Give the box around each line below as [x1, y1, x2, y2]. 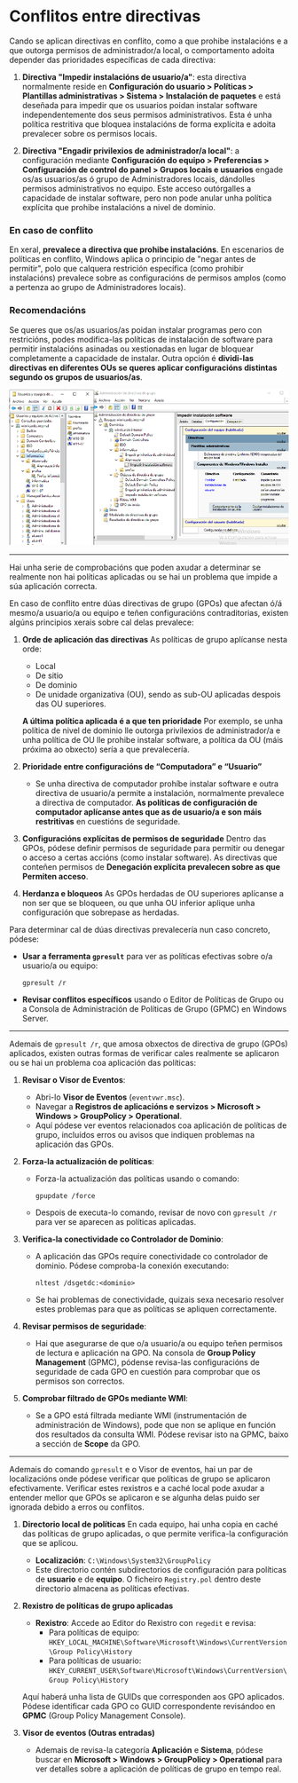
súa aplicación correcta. [9, 580, 98, 591]
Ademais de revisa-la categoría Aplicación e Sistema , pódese [35, 1744, 263, 1755]
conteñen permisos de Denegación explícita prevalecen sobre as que [21, 861, 281, 872]
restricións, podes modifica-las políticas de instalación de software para [9, 334, 273, 344]
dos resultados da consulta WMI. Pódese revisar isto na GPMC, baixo [35, 1429, 289, 1440]
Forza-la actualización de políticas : [21, 1156, 155, 1166]
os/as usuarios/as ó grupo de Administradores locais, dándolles [21, 173, 255, 184]
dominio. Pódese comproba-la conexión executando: [35, 1260, 230, 1271]
